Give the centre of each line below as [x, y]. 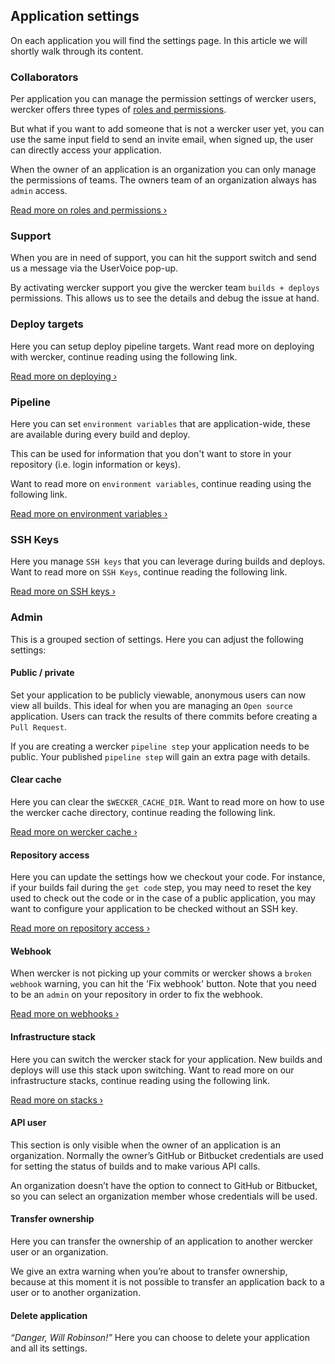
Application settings [75, 16]
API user [28, 1123]
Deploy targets [47, 324]
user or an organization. [59, 1252]
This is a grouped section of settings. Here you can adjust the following [157, 639]
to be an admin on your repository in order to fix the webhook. [137, 995]
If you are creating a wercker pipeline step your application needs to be [160, 746]
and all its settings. [49, 1348]
